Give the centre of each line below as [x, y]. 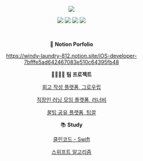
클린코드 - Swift [71, 139]
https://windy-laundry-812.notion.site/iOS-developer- [71, 56]
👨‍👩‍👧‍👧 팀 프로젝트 [71, 74]
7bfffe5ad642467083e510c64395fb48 [71, 62]
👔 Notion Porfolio [71, 44]
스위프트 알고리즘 [71, 152]
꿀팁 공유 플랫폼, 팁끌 [71, 112]
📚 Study [71, 125]
